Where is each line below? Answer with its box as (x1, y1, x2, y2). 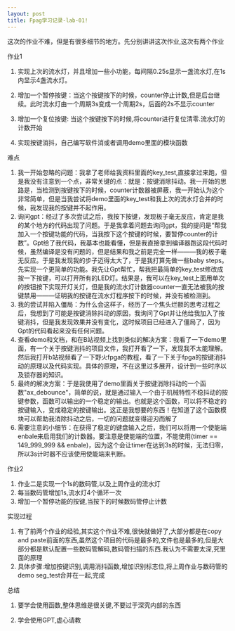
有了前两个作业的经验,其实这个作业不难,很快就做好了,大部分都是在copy (17, 527, 222, 535)
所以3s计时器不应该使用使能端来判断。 (17, 450, 130, 458)
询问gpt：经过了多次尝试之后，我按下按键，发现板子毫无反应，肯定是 (17, 212, 218, 220)
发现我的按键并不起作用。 (36, 203, 110, 212)
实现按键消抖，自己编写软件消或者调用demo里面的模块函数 (17, 138, 188, 146)
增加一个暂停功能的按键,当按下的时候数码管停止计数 (17, 497, 167, 505)
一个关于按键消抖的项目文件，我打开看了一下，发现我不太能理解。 (36, 344, 227, 352)
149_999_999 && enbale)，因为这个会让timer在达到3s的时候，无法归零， (17, 440, 227, 449)
